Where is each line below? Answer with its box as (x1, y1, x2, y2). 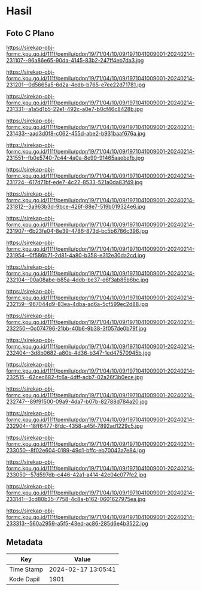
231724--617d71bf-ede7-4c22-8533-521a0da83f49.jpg (6, 179, 143, 185)
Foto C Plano (6, 28, 54, 38)
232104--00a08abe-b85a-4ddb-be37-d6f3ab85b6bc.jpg (6, 276, 148, 283)
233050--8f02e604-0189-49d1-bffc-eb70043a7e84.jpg (6, 447, 145, 454)
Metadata (6, 537, 43, 547)
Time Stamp (9, 565, 44, 574)
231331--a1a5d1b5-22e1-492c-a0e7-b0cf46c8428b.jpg (6, 106, 144, 112)
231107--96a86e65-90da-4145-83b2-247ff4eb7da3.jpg (6, 57, 144, 64)
